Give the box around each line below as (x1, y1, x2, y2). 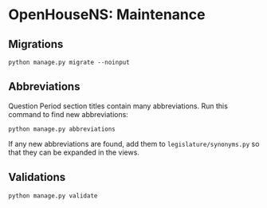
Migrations (8, 37, 64, 51)
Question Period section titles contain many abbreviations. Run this (8, 101, 229, 111)
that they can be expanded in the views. (8, 147, 139, 157)
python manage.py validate (8, 191, 98, 200)
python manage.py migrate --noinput (8, 58, 130, 66)
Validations (8, 171, 66, 184)
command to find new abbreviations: (8, 109, 129, 119)
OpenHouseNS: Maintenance (8, 6, 206, 24)
